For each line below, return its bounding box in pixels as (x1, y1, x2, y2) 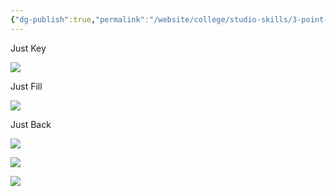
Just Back (10, 118, 52, 130)
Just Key (10, 42, 47, 54)
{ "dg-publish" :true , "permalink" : (10, 14, 150, 25)
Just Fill (10, 80, 43, 92)
